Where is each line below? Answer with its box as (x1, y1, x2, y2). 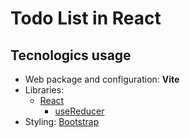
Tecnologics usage (10, 47, 132, 64)
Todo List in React (10, 7, 162, 30)
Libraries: (24, 84, 65, 96)
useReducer (54, 105, 105, 117)
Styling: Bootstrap (24, 116, 100, 127)
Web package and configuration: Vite (24, 73, 180, 85)
